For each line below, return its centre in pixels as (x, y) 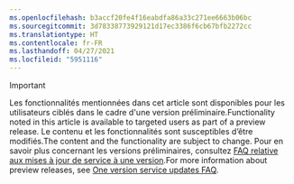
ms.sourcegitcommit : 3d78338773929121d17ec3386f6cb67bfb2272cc (131, 26)
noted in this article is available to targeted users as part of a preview (138, 122)
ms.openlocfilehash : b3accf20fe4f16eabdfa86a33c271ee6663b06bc (131, 18)
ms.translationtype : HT (54, 34)
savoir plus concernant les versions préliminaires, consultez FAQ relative (144, 151)
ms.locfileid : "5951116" (56, 60)
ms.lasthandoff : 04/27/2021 (62, 51)
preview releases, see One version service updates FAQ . (114, 170)
